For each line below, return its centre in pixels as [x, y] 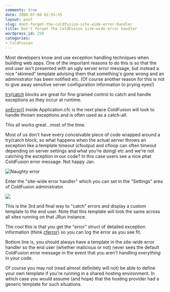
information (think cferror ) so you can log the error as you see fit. [73, 232]
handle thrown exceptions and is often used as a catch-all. [66, 115]
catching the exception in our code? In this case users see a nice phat [78, 156]
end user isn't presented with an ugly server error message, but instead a [82, 68]
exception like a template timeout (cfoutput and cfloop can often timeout [81, 145]
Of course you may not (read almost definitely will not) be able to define [80, 268]
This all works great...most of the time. [45, 124]
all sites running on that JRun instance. [46, 217]
